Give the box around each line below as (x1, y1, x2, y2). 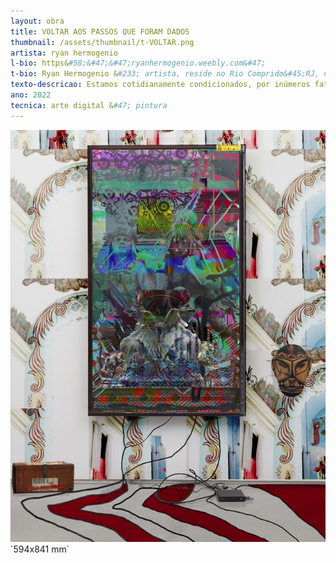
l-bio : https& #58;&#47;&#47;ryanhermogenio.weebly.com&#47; (10, 58, 267, 69)
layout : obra (10, 16, 65, 26)
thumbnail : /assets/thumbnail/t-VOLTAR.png (10, 37, 195, 47)
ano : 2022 (10, 90, 52, 100)
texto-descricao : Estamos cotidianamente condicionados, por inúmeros (10, 80, 311, 90)
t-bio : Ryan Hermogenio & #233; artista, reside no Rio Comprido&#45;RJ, (10, 69, 320, 79)
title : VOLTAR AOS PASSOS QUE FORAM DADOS (10, 26, 190, 37)
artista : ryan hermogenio (10, 48, 118, 58)
